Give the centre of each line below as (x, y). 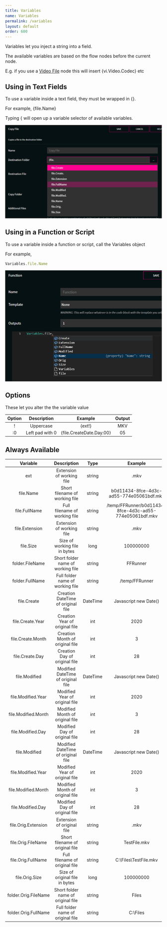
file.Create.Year (29, 621)
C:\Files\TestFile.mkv (136, 860)
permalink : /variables (29, 21)
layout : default (22, 26)
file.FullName (29, 511)
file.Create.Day (28, 657)
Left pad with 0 (41, 433)
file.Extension (29, 528)
